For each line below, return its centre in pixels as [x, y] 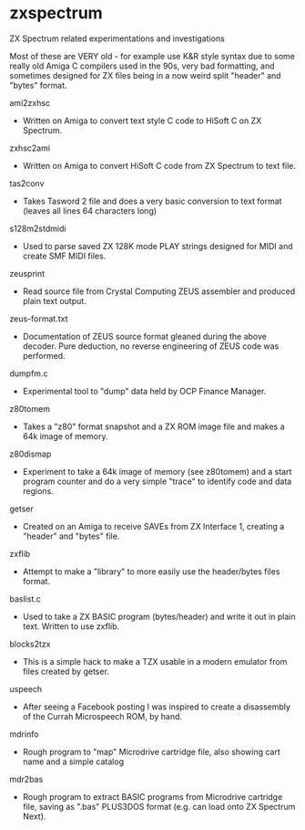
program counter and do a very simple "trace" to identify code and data [157, 481]
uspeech [26, 688]
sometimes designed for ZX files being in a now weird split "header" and [145, 75]
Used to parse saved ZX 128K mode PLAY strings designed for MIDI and [158, 246]
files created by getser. [66, 671]
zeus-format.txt [39, 319]
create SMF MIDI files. [64, 256]
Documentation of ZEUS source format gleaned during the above [144, 336]
